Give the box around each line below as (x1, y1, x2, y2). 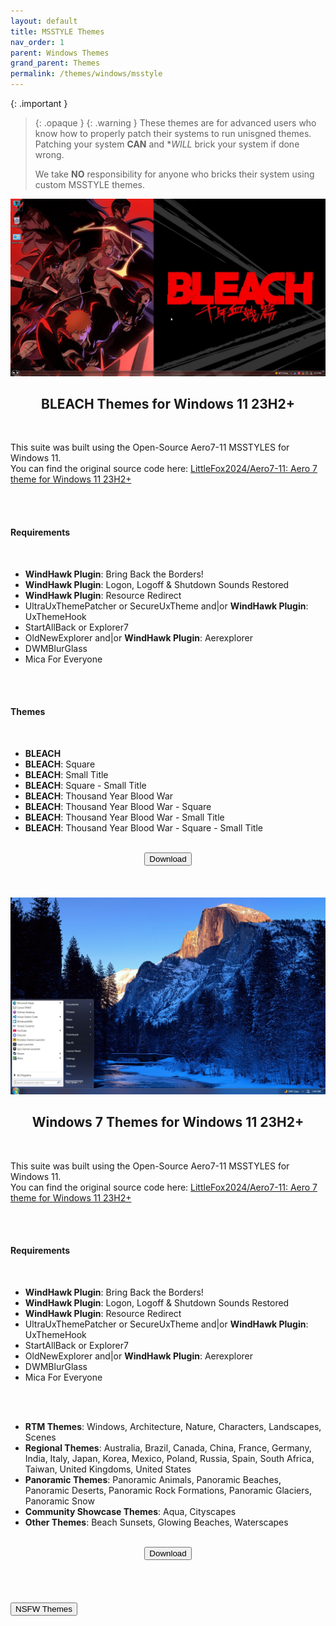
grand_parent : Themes (10, 58, 101, 69)
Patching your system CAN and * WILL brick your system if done (34, 138, 300, 150)
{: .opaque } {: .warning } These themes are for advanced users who (34, 117, 317, 129)
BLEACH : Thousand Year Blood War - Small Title (24, 811, 225, 823)
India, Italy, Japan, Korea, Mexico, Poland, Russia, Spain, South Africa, (24, 1452, 315, 1464)
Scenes (24, 1431, 57, 1443)
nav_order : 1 (10, 37, 65, 47)
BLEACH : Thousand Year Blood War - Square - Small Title (24, 821, 263, 834)
